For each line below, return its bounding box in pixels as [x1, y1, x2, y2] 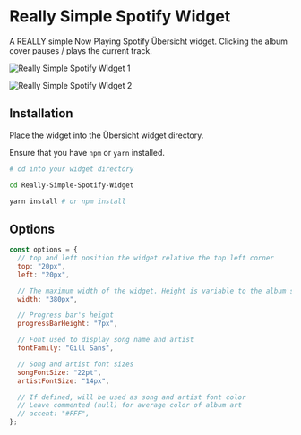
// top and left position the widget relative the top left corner [17, 253, 275, 263]
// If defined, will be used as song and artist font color [17, 392, 246, 402]
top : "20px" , [17, 261, 66, 270]
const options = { [9, 245, 78, 254]
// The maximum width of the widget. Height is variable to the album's [17, 286, 295, 295]
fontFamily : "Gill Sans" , [17, 344, 115, 353]
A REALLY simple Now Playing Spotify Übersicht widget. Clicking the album [9, 36, 288, 47]
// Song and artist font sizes [17, 360, 134, 369]
